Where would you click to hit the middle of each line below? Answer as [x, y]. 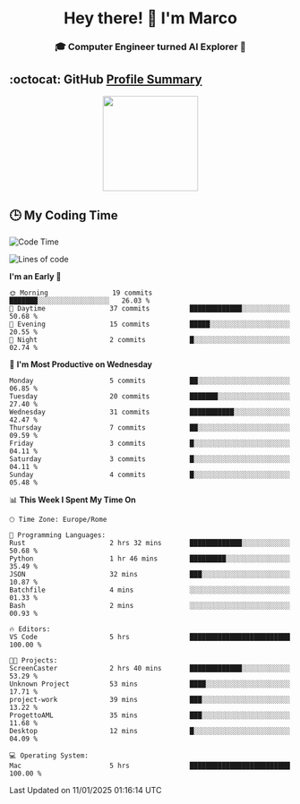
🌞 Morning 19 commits [81, 293]
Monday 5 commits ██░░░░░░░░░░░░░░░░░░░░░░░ [150, 381]
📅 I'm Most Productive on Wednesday [81, 364]
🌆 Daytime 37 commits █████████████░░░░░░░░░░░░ [150, 308]
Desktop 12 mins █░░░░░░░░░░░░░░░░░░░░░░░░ [150, 731]
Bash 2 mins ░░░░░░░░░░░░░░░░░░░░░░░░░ [150, 605]
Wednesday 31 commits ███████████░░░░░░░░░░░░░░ [150, 412]
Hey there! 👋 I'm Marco [150, 18]
